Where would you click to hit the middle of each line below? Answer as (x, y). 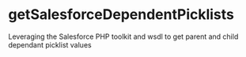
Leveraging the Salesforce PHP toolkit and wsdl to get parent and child (123, 36)
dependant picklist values (50, 44)
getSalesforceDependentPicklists (121, 15)
